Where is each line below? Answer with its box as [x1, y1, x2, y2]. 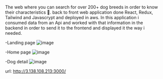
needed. [5, 30, 22, 36]
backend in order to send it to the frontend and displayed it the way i [5, 25, 145, 31]
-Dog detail [5, 59, 28, 64]
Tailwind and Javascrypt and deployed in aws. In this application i [5, 15, 139, 20]
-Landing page [5, 40, 36, 46]
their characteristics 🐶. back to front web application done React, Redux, [5, 9, 154, 15]
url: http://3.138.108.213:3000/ [5, 68, 66, 74]
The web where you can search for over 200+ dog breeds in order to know [5, 4, 159, 10]
